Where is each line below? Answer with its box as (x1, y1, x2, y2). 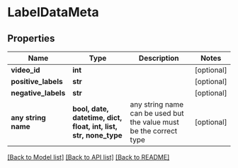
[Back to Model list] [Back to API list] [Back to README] (7, 153, 170, 161)
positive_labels (11, 77, 63, 86)
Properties (7, 32, 55, 44)
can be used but (130, 109, 184, 118)
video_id (11, 65, 40, 75)
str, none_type (72, 131, 123, 140)
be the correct (130, 126, 178, 136)
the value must (130, 117, 179, 127)
